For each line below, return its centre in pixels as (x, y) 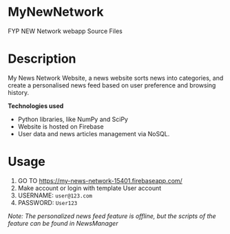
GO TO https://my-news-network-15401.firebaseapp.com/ (100, 180)
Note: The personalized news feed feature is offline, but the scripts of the (112, 216)
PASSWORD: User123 (48, 202)
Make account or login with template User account (90, 188)
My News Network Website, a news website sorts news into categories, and (116, 78)
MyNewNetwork (56, 12)
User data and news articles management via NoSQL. (94, 134)
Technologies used (36, 106)
